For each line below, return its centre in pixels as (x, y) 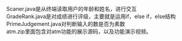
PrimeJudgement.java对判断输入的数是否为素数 (66, 24)
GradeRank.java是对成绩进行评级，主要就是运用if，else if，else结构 (91, 16)
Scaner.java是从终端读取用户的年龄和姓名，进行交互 (72, 9)
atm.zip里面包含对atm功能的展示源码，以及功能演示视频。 (79, 31)
